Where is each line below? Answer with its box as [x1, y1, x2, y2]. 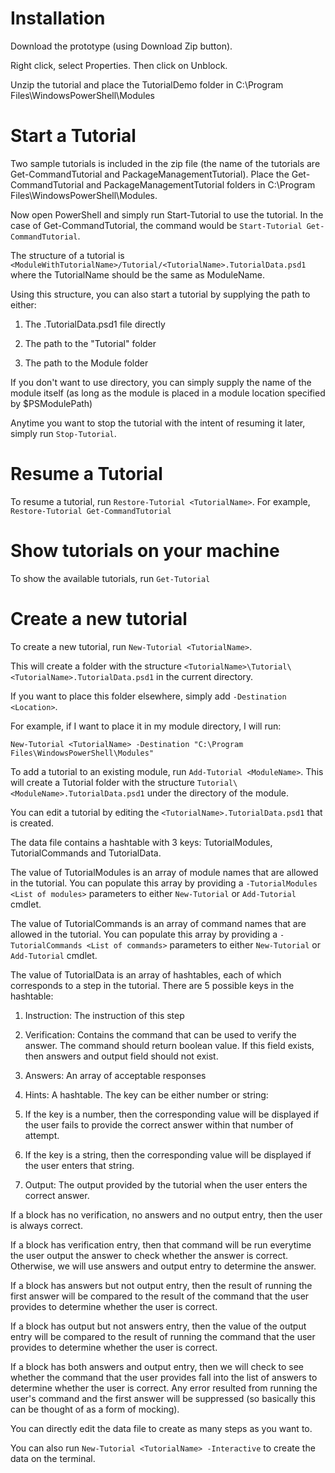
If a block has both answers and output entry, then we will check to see [10, 1360, 305, 1372]
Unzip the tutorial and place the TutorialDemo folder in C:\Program [10, 78, 284, 91]
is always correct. [10, 1219, 83, 1231]
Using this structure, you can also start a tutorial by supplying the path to [10, 288, 311, 300]
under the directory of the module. [146, 787, 290, 799]
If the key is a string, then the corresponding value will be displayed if [24, 1148, 312, 1161]
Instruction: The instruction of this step [24, 1009, 185, 1021]
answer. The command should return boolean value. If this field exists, [24, 1039, 315, 1051]
